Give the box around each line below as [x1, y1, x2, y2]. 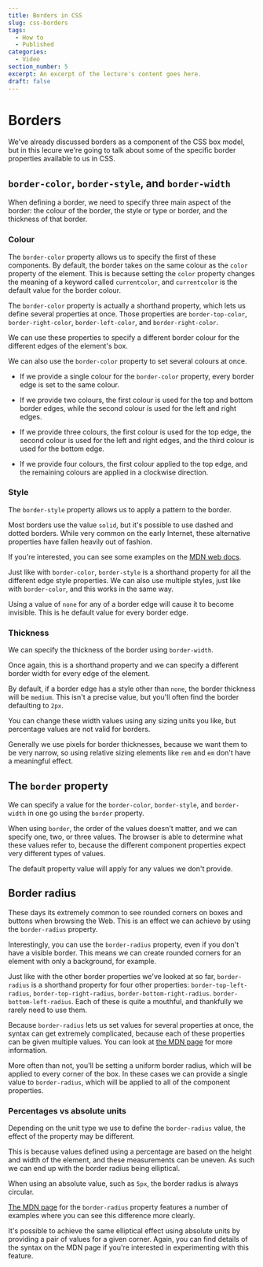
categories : [8, 48, 47, 56]
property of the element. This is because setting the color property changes [8, 268, 255, 278]
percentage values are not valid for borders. [8, 725, 151, 734]
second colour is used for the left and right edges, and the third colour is [19, 435, 254, 445]
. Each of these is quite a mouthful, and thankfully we [71, 996, 243, 1006]
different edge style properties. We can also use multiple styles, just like [8, 575, 241, 585]
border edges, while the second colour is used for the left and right [19, 403, 237, 413]
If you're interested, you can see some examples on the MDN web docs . [8, 552, 242, 561]
